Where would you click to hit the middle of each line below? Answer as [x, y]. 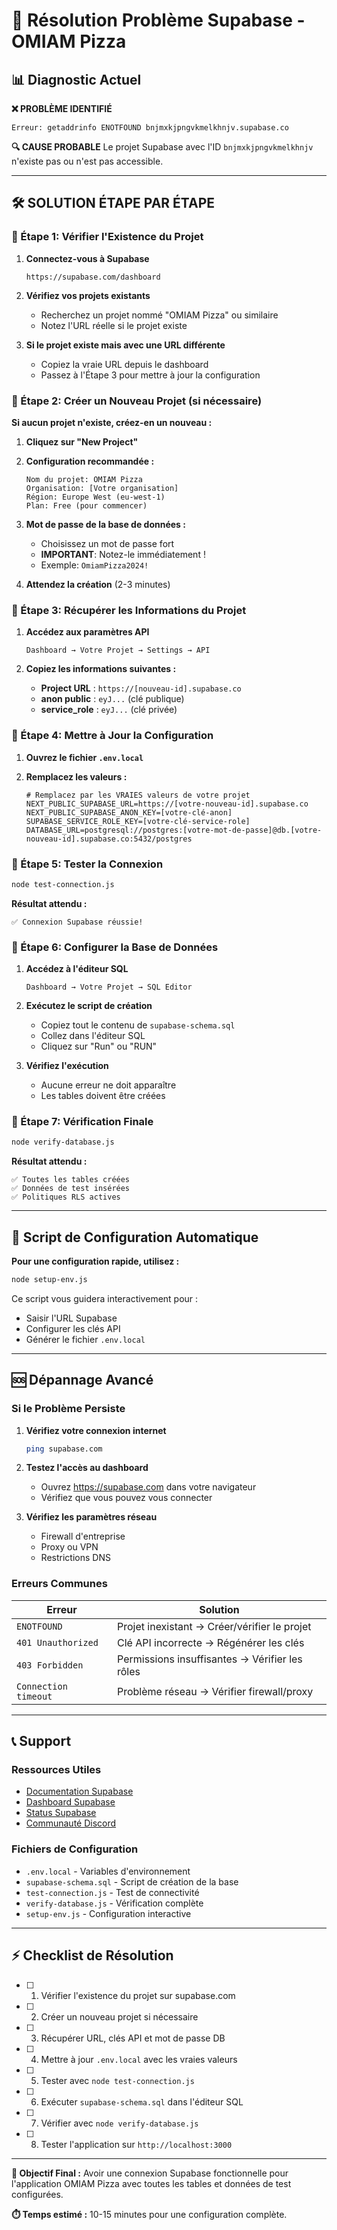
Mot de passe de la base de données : [105, 524]
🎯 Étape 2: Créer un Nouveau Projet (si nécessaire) [137, 401]
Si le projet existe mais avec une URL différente [125, 345]
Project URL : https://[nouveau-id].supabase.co [141, 688]
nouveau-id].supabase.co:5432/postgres [109, 839]
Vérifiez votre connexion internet [96, 1430]
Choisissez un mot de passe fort [107, 543]
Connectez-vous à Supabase [87, 258]
